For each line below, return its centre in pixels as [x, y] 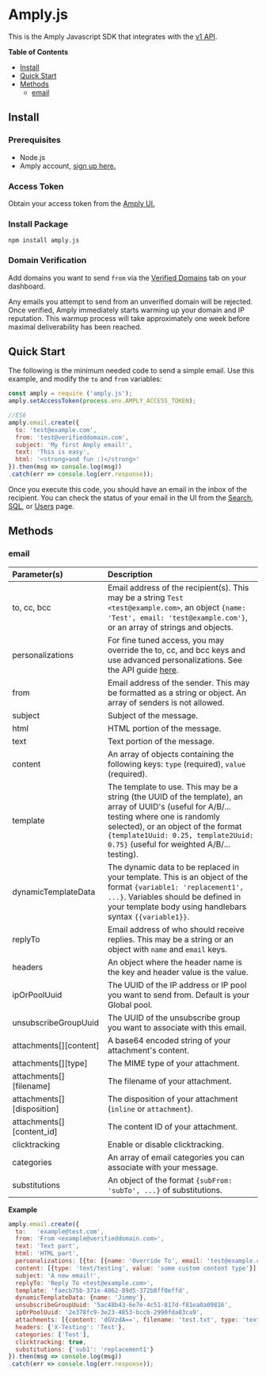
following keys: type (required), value [177, 764]
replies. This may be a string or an [170, 939]
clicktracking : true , [51, 1342]
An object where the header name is [175, 962]
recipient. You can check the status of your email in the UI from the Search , [131, 498]
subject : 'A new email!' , [58, 1275]
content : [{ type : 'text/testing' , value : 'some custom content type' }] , [138, 1268]
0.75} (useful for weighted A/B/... [169, 844]
